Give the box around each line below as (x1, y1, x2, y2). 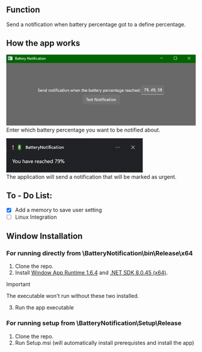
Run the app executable (14, 304, 74, 311)
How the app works (6, 38, 81, 49)
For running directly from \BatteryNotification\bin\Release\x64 (6, 249, 194, 257)
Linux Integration (14, 213, 57, 220)
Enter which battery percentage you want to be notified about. (6, 126, 161, 133)
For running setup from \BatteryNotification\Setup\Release (6, 319, 182, 327)
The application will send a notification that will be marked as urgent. (6, 173, 177, 180)
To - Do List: (6, 190, 53, 201)
